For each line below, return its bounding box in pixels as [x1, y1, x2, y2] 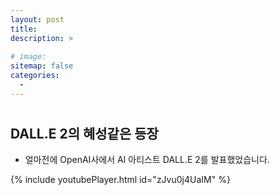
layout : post [10, 14, 65, 25]
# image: [10, 52, 47, 62]
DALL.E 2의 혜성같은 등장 [10, 125, 159, 142]
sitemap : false [10, 61, 74, 71]
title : [10, 24, 38, 34]
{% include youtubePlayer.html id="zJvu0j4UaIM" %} [10, 174, 231, 186]
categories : [10, 71, 60, 81]
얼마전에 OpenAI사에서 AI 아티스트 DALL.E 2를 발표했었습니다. [24, 154, 270, 166]
